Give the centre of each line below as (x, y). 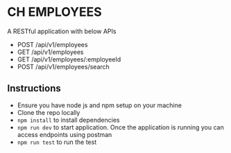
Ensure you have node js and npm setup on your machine (100, 105)
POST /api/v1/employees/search (63, 66)
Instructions (34, 88)
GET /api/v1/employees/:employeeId (69, 59)
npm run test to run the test (57, 142)
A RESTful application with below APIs (62, 31)
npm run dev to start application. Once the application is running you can (120, 127)
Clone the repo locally (49, 112)
